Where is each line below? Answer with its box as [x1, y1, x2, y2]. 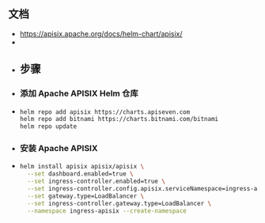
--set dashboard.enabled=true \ [27, 170, 134, 178]
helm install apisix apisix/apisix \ [19, 163, 145, 171]
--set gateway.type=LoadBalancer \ [27, 192, 145, 200]
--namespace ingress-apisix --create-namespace [27, 206, 187, 215]
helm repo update [19, 123, 78, 130]
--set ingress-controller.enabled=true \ [27, 177, 166, 186]
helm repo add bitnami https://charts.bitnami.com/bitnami [19, 115, 219, 123]
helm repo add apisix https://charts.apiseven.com [19, 108, 191, 116]
